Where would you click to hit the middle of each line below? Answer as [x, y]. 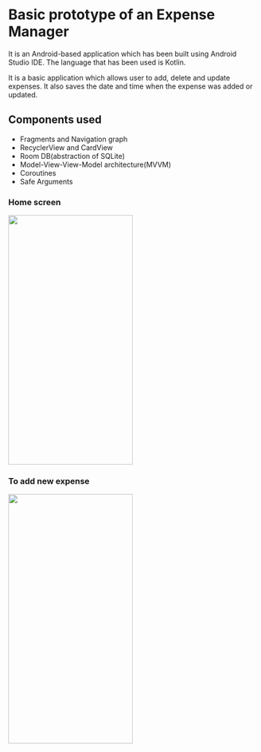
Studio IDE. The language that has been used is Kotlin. [97, 62]
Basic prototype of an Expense [112, 15]
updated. [23, 94]
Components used [55, 120]
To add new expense [49, 481]
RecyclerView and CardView [66, 147]
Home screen [35, 202]
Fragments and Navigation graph [74, 139]
